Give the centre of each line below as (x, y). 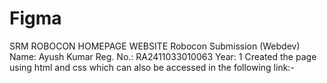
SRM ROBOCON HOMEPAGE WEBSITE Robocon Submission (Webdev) (155, 46)
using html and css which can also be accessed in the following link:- (152, 67)
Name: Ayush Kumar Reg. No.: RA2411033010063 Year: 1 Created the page (163, 56)
